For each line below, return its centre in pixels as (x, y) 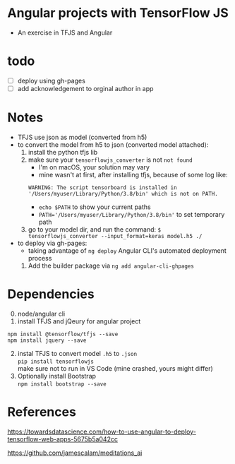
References (42, 412)
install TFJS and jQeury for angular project (79, 321)
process (40, 258)
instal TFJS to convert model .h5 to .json (77, 353)
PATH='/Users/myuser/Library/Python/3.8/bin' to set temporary (132, 214)
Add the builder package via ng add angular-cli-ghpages (111, 266)
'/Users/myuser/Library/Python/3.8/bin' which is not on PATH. (123, 194)
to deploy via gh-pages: (52, 243)
